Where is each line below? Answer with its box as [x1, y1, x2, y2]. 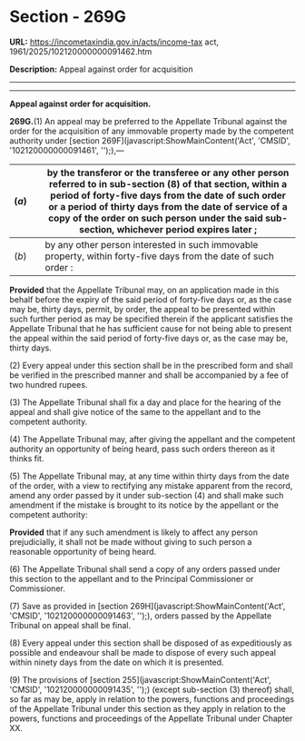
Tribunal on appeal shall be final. [9, 619, 132, 630]
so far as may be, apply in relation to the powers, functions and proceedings [9, 693, 295, 705]
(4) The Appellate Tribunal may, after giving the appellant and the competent [9, 433, 296, 444]
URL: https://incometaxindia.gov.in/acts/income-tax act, [9, 36, 220, 47]
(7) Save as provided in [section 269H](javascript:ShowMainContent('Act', [9, 600, 286, 611]
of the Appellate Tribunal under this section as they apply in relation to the [9, 703, 286, 714]
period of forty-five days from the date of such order [49, 189, 286, 202]
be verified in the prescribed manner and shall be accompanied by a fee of [9, 370, 289, 380]
